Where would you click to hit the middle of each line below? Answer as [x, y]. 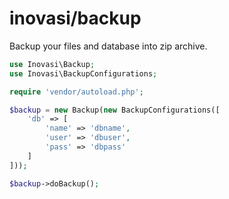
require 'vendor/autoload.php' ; [76, 92]
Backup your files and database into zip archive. [108, 46]
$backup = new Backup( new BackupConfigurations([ [115, 110]
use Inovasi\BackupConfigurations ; [83, 73]
